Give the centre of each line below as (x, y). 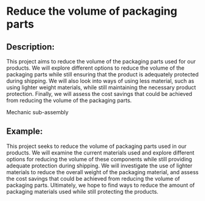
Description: (31, 47)
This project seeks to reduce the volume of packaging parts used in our (96, 146)
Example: (24, 132)
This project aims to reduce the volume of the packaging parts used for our (101, 61)
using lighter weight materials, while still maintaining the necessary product (101, 87)
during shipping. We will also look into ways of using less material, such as (100, 81)
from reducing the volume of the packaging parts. (69, 100)
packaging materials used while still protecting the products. (83, 191)
